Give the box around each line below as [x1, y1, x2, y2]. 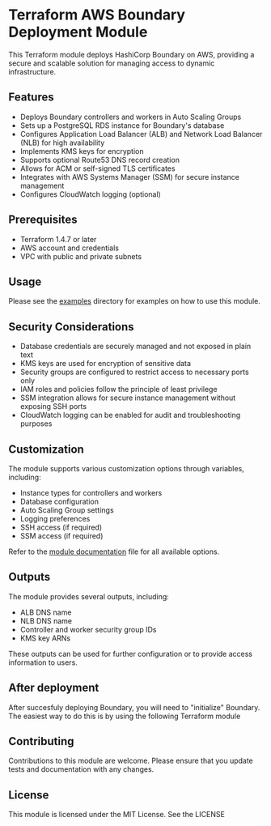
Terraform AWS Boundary [8, 6, 186, 24]
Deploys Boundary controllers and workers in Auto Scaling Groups [19, 112, 242, 121]
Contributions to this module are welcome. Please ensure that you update [8, 756, 253, 766]
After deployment [8, 681, 100, 695]
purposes [19, 419, 53, 428]
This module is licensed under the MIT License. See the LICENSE [8, 810, 225, 820]
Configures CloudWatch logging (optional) [19, 189, 162, 199]
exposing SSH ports [19, 402, 87, 411]
